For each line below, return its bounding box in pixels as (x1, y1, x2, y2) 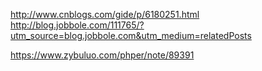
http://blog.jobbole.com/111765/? (10, 19, 145, 31)
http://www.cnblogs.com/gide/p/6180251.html (10, 9, 200, 20)
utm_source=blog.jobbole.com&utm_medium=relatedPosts (10, 30, 252, 41)
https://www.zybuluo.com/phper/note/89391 (10, 49, 195, 61)
